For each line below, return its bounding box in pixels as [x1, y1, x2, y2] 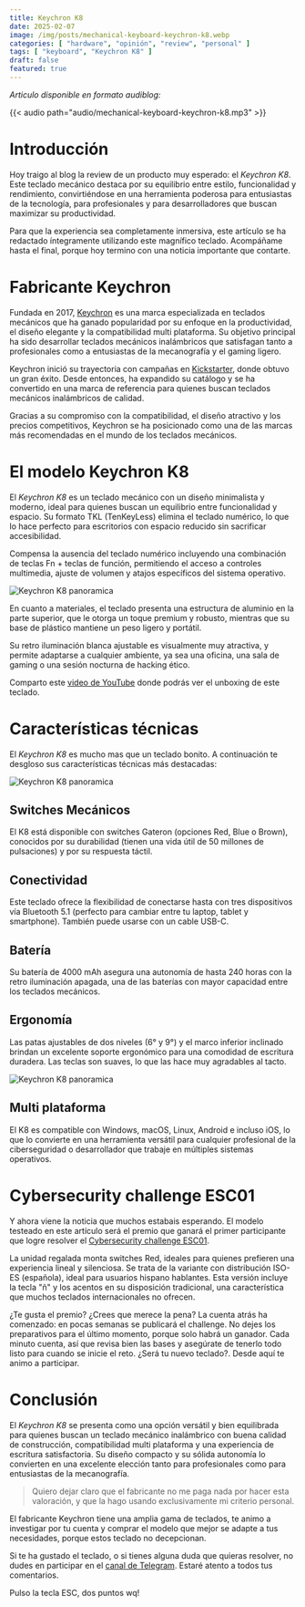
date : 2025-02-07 [9, 22, 76, 31]
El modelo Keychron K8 [9, 461, 189, 482]
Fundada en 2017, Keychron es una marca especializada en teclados [9, 306, 266, 317]
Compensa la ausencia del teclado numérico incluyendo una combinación [9, 548, 287, 559]
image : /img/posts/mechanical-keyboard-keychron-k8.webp [9, 30, 230, 39]
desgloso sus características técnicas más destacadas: [9, 758, 217, 769]
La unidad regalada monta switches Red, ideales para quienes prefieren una [9, 1252, 295, 1263]
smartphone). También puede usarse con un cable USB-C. [9, 916, 229, 927]
